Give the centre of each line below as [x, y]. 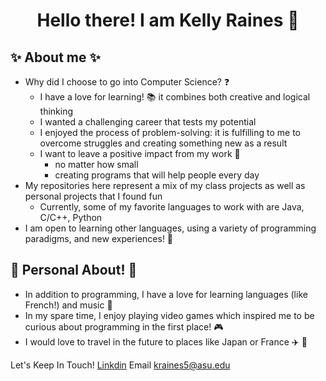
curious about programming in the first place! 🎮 [124, 326]
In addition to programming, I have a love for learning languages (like [166, 294]
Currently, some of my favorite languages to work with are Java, [172, 207]
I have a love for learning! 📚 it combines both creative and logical [175, 97]
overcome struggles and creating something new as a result [163, 143]
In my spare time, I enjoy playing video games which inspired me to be [169, 315]
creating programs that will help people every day [157, 175]
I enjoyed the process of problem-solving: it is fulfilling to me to [170, 132]
